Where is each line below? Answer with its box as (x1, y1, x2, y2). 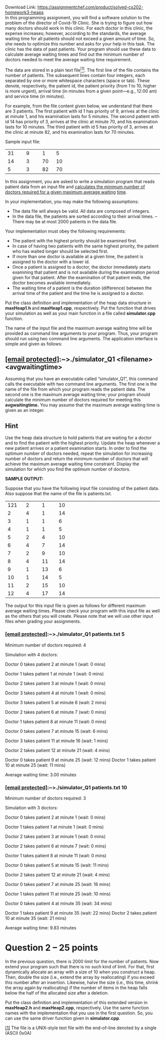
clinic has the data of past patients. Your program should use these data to (5, 46, 156, 52)
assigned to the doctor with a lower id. (12, 259, 90, 265)
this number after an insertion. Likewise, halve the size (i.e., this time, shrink (5, 979, 159, 985)
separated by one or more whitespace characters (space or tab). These (5, 78, 150, 83)
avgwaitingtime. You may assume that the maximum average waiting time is (5, 402, 160, 408)
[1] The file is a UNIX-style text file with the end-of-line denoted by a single (5, 1025, 157, 1031)
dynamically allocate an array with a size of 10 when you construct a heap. (5, 969, 156, 975)
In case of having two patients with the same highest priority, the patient (12, 243, 159, 249)
